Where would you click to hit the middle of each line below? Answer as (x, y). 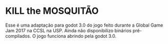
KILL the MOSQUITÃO (52, 11)
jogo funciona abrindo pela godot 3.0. (77, 36)
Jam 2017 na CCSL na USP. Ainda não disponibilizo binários (68, 30)
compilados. (18, 36)
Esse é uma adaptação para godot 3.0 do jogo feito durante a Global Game (84, 25)
